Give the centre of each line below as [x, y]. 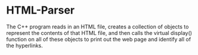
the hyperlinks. [25, 46]
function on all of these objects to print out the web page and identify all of [99, 39]
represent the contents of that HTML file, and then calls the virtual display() [99, 33]
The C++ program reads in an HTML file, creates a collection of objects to [97, 27]
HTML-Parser [40, 10]
